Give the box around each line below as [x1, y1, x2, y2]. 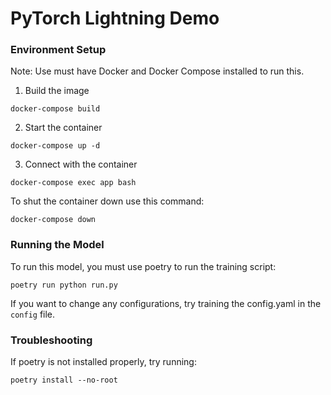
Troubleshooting [10, 333, 93, 347]
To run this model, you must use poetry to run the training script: [10, 260, 277, 272]
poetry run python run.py [10, 280, 118, 290]
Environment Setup [10, 43, 107, 57]
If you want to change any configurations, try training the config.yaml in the [10, 297, 322, 309]
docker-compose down [10, 215, 97, 225]
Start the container [24, 122, 103, 134]
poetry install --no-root [10, 375, 118, 386]
